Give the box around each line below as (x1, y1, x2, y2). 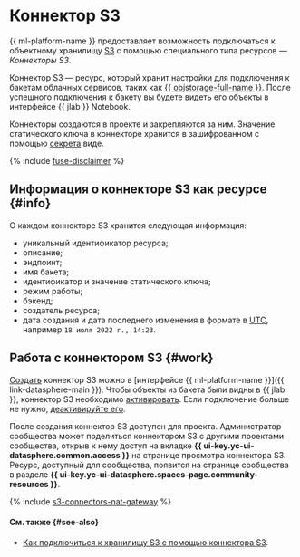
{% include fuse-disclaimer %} (9, 155, 125, 166)
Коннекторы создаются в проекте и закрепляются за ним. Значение (9, 119, 276, 130)
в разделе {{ (9, 468, 59, 480)
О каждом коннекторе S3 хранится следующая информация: (9, 219, 247, 231)
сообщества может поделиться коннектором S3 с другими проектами (9, 430, 284, 441)
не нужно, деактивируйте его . (9, 403, 126, 414)
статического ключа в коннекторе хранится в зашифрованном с (9, 128, 260, 139)
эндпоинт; (22, 256, 63, 267)
